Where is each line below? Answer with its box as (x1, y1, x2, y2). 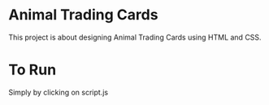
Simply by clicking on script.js (8, 87, 108, 97)
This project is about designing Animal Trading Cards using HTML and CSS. (8, 32, 262, 42)
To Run (8, 61, 57, 79)
